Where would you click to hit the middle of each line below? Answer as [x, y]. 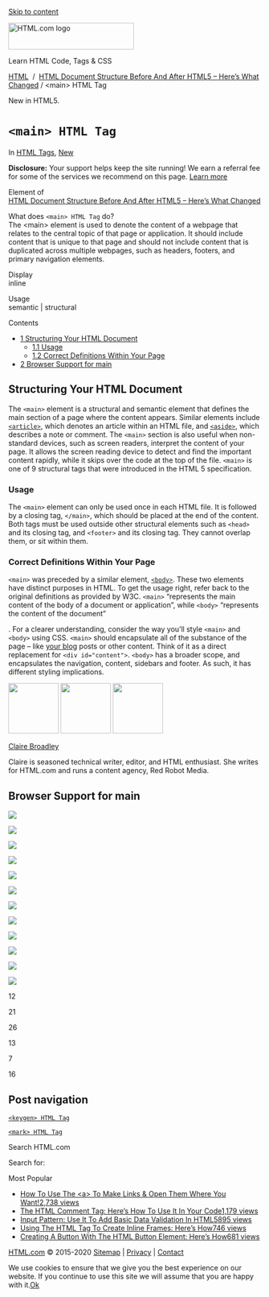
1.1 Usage [47, 347]
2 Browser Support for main [66, 364]
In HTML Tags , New [41, 152]
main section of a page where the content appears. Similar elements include [134, 417]
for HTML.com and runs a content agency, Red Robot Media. [109, 771]
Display [21, 274]
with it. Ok [24, 1285]
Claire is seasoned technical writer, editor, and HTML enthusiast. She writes [133, 762]
